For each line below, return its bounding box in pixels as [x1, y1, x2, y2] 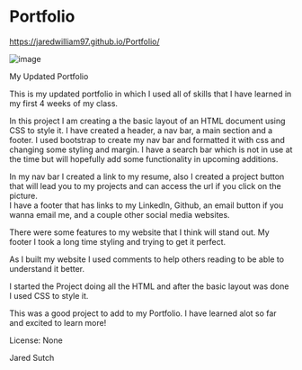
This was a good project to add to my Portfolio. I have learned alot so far [9, 308, 277, 319]
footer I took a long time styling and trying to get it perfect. [9, 236, 226, 247]
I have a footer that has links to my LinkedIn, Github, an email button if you [9, 200, 284, 211]
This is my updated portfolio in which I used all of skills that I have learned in [9, 88, 292, 99]
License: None [9, 335, 63, 346]
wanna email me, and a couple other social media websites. [9, 209, 231, 220]
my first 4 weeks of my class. [9, 97, 119, 109]
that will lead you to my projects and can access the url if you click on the [9, 180, 281, 191]
